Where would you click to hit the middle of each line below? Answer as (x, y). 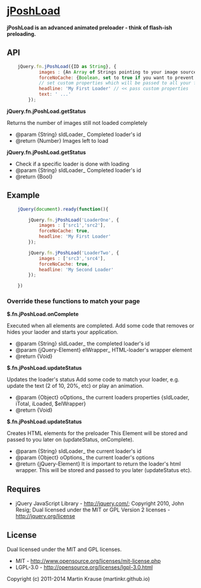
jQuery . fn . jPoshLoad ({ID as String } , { (67, 66)
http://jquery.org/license (45, 516)
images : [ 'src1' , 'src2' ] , (72, 225)
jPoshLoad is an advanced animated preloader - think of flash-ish (89, 27)
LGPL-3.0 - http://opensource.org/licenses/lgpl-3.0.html (84, 567)
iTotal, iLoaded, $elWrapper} (50, 404)
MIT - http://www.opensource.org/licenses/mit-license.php (88, 561)
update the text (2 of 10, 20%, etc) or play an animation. (75, 386)
